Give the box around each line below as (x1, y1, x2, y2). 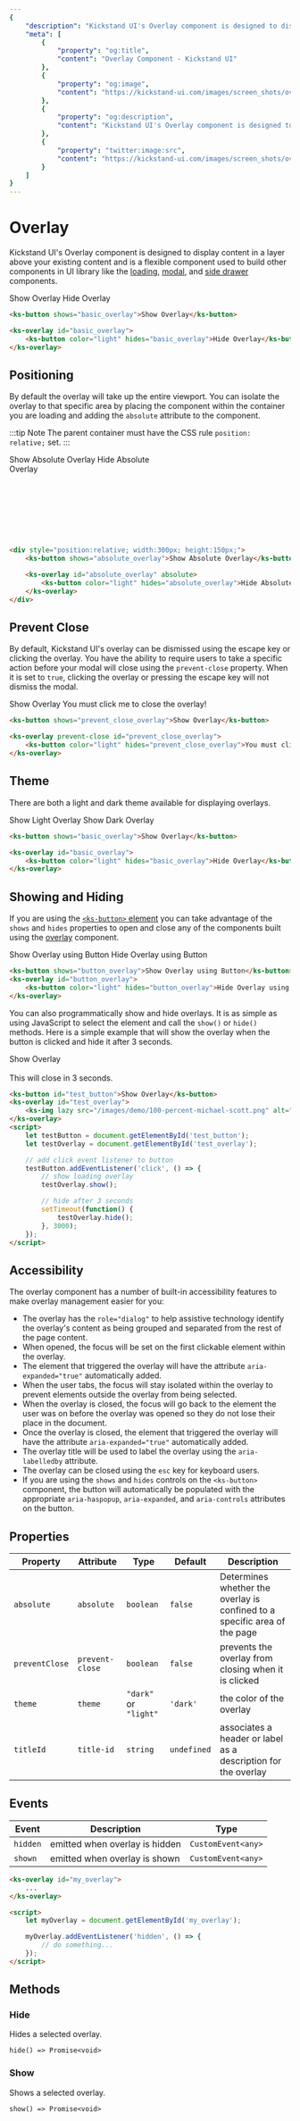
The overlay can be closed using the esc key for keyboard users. (21, 1465, 261, 1476)
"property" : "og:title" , (56, 46, 150, 55)
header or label (220, 1733, 284, 1745)
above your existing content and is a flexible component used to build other (9, 256, 287, 268)
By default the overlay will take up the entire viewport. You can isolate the (9, 391, 279, 402)
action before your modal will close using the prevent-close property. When (9, 663, 288, 673)
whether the (220, 1582, 271, 1594)
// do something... (41, 1941, 114, 1950)
